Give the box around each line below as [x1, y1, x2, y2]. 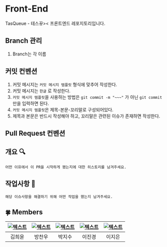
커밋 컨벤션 [5, 67, 38, 76]
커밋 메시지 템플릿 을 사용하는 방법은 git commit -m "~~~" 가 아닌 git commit [12, 94, 162, 100]
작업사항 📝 [5, 179, 36, 188]
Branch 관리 [5, 36, 42, 45]
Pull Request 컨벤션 [5, 129, 65, 138]
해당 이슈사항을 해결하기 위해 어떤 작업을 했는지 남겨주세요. [5, 194, 113, 199]
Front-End [5, 3, 49, 15]
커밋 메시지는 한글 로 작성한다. [12, 88, 71, 94]
